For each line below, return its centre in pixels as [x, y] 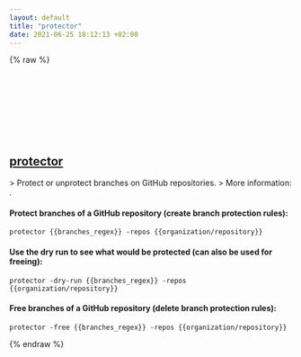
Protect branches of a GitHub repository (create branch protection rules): [149, 213]
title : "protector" [46, 26]
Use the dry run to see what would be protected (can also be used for [141, 252]
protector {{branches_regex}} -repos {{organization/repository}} [136, 232]
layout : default [40, 18]
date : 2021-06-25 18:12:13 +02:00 [74, 34]
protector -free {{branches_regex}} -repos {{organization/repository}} [148, 327]
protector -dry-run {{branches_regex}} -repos [98, 281]
